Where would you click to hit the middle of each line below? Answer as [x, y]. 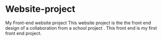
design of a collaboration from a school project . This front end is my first [81, 28]
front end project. [23, 33]
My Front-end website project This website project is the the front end [78, 23]
